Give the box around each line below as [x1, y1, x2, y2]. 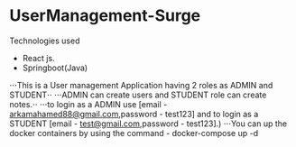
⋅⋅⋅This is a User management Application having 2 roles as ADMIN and [9, 79, 273, 90]
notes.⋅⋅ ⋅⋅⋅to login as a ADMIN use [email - [9, 98, 168, 109]
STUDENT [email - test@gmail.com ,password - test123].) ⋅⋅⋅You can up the [9, 118, 287, 129]
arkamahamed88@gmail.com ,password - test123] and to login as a [9, 108, 259, 119]
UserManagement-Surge [9, 5, 201, 26]
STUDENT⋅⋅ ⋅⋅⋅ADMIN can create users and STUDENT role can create [9, 89, 267, 100]
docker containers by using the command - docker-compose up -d [9, 127, 259, 138]
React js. [22, 52, 56, 63]
